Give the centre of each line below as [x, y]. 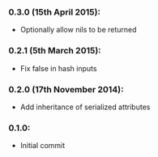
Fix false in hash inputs [58, 68]
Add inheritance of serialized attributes [85, 107]
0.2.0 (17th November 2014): [66, 89]
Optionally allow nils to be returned [78, 30]
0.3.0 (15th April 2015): [55, 12]
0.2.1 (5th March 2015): [55, 51]
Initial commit [43, 146]
